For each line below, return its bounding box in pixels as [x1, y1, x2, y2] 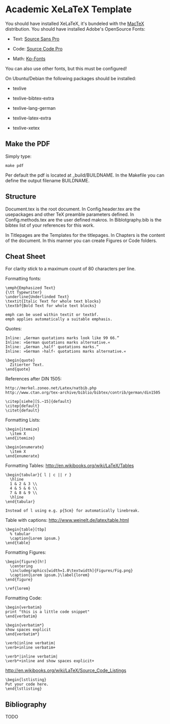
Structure [5, 192, 37, 201]
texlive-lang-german [12, 105, 56, 111]
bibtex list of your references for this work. [5, 222, 95, 228]
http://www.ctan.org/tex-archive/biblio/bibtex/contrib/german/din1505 [5, 390, 160, 395]
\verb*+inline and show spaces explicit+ [5, 659, 95, 664]
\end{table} [5, 540, 31, 546]
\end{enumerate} [5, 453, 40, 459]
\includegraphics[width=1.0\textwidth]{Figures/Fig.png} [10, 568, 133, 573]
